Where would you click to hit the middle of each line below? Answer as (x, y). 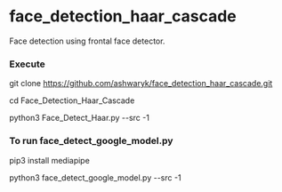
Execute (28, 64)
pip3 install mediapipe (50, 160)
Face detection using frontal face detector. (87, 41)
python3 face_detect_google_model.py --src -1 (95, 177)
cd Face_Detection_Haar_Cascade (72, 100)
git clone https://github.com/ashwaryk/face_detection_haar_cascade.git (141, 84)
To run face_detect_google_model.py (91, 141)
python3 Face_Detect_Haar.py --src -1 (79, 118)
